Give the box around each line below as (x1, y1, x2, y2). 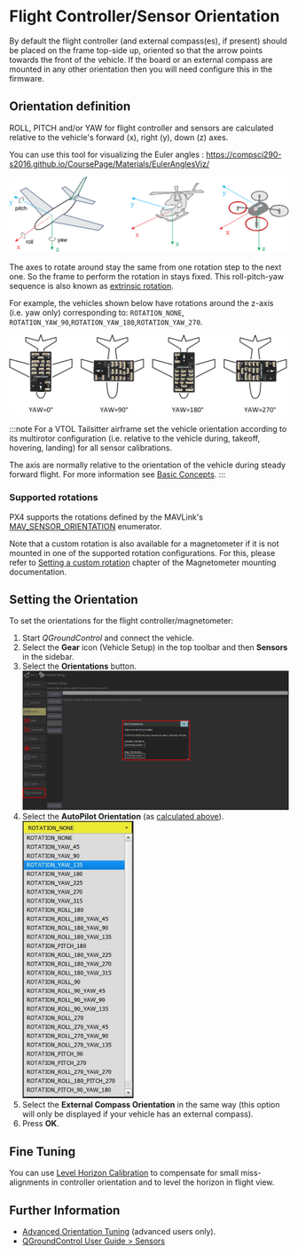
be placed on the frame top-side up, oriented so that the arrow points (9, 44, 263, 55)
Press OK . (21, 1118, 59, 1129)
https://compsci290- (206, 149, 282, 160)
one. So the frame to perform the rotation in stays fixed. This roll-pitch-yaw (9, 271, 285, 282)
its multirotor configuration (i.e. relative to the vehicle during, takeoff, (9, 433, 260, 444)
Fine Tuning (9, 1144, 76, 1159)
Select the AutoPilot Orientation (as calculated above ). (21, 811, 224, 821)
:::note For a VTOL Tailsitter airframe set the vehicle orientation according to (9, 424, 287, 435)
